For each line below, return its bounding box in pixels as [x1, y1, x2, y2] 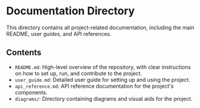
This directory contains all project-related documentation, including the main [6, 24, 195, 31]
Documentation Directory [6, 4, 136, 18]
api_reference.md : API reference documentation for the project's [14, 82, 174, 90]
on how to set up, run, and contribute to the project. [14, 70, 142, 77]
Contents [6, 48, 42, 58]
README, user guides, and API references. [6, 30, 112, 37]
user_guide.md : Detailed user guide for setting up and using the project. [14, 76, 190, 83]
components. [14, 88, 48, 96]
